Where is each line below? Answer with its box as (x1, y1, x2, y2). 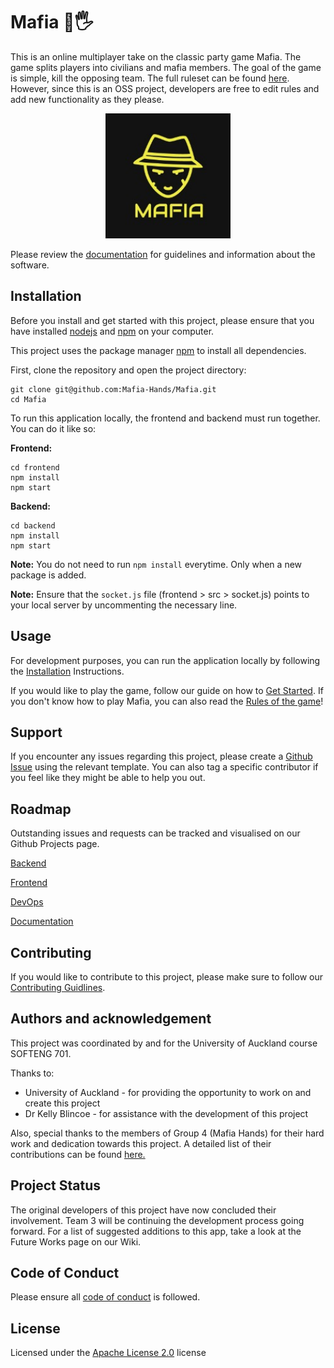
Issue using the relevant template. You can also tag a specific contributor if (10, 761, 319, 773)
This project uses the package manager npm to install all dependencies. (10, 344, 307, 356)
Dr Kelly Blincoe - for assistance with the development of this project (24, 1107, 309, 1119)
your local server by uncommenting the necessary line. (10, 599, 238, 611)
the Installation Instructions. (10, 665, 125, 677)
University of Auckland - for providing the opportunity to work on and (24, 1086, 312, 1098)
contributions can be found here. (10, 1148, 146, 1160)
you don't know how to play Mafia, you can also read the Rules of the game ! (10, 695, 324, 707)
